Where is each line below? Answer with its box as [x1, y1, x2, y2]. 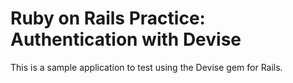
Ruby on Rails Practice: [10, 7, 206, 30]
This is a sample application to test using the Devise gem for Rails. [10, 61, 283, 73]
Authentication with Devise [10, 28, 242, 51]
